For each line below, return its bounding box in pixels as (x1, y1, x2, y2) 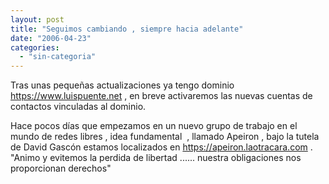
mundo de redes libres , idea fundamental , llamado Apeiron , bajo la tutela (10, 131, 320, 143)
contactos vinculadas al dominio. (10, 101, 147, 113)
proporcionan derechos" (10, 162, 112, 175)
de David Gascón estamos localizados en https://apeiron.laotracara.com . (10, 141, 313, 153)
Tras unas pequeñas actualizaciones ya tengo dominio (10, 79, 235, 91)
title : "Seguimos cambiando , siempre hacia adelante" (10, 24, 244, 34)
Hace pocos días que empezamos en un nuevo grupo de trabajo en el (10, 120, 298, 132)
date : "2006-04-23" (10, 33, 92, 43)
